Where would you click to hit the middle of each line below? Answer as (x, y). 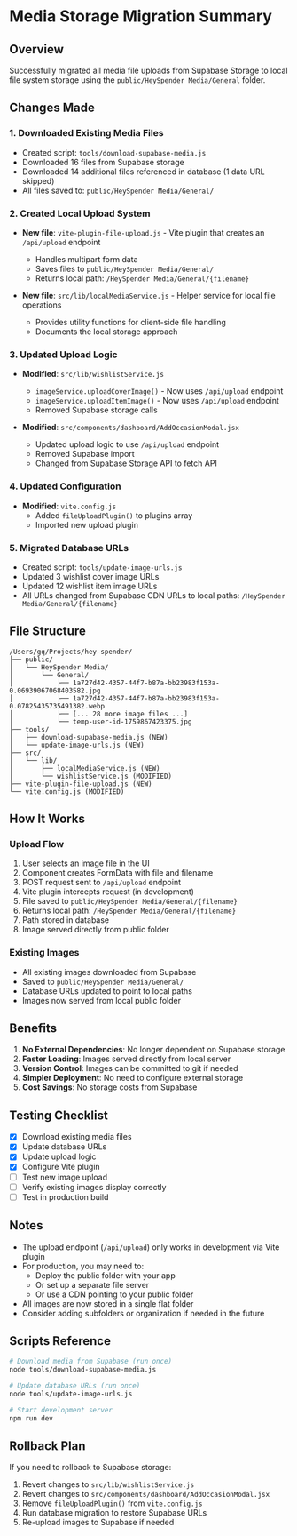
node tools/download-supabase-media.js (83, 1370)
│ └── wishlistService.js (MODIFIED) (91, 776)
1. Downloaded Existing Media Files (86, 133)
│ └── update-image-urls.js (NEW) (77, 745)
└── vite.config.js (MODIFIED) (67, 792)
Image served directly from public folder (96, 930)
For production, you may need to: (83, 1266)
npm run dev (31, 1418)
